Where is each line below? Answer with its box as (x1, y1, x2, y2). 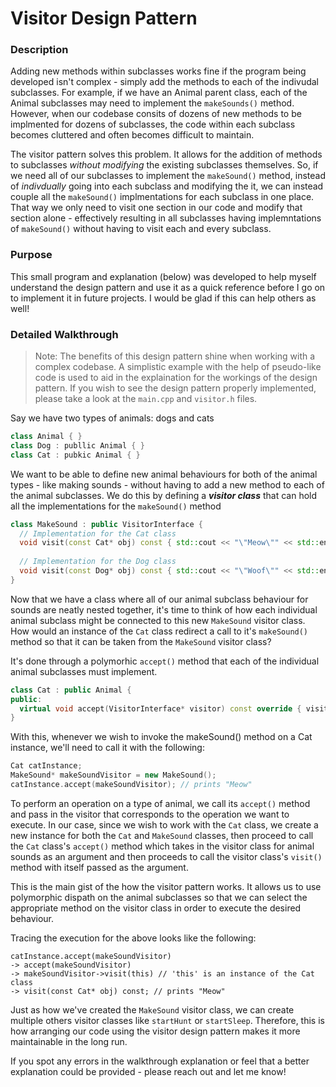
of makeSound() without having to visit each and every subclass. (10, 223, 272, 235)
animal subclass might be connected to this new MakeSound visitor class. (10, 614, 306, 626)
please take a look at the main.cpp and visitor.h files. (34, 393, 258, 405)
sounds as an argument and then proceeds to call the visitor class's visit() (10, 850, 323, 862)
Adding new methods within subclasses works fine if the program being (10, 65, 307, 77)
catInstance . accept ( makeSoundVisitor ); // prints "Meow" (10, 780, 253, 790)
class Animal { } (10, 432, 83, 442)
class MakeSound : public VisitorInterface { (10, 519, 203, 529)
